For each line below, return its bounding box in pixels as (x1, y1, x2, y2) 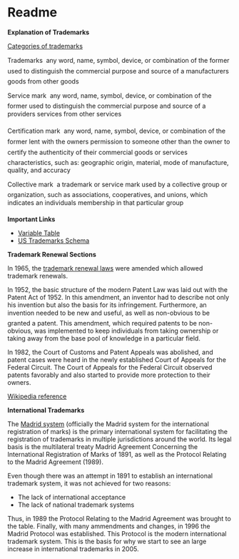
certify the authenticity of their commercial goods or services (7, 148, 188, 156)
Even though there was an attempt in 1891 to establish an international (7, 471, 213, 480)
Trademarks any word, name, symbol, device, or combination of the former (7, 56, 230, 64)
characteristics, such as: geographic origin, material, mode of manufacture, (7, 158, 230, 166)
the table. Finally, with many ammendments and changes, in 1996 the (7, 522, 210, 530)
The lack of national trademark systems (17, 500, 135, 509)
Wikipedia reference (7, 392, 67, 401)
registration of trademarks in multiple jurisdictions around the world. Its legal (7, 435, 232, 443)
